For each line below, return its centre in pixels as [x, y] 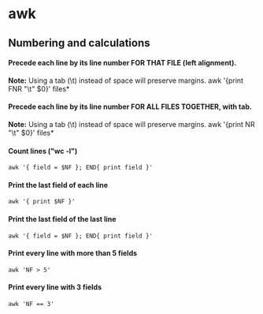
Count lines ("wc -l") [43, 151]
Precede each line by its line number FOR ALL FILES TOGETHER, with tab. [130, 107]
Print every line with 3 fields [55, 287]
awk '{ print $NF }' [42, 202]
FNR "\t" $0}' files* [39, 88]
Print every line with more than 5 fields [73, 253]
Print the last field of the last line [62, 219]
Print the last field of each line [58, 185]
